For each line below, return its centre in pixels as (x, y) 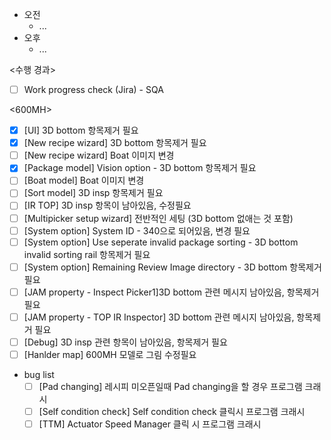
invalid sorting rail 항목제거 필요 (87, 254)
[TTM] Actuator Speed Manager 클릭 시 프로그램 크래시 (150, 424)
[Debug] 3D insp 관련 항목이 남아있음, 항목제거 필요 (125, 342)
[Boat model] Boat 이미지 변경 (84, 180)
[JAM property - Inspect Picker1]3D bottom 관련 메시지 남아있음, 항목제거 (171, 292)
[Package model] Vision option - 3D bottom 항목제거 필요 (140, 168)
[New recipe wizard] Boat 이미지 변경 (99, 155)
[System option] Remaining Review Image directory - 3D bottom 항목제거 (172, 267)
